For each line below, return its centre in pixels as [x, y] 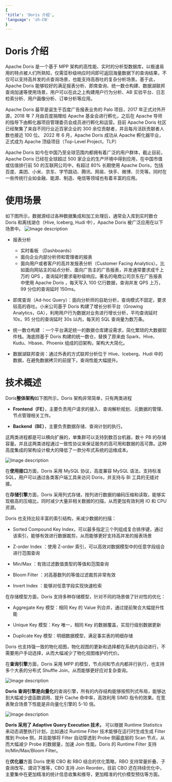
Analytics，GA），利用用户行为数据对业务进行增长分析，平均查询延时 [85, 313]
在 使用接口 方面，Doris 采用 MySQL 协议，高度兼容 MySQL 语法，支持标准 [83, 471]
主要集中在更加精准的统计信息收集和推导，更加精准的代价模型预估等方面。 [84, 774]
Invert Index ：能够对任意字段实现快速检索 [57, 586]
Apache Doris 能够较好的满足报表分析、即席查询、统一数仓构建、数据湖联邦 [85, 86]
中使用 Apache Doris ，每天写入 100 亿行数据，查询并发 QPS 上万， [92, 283]
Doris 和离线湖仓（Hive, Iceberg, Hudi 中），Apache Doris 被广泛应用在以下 [84, 222]
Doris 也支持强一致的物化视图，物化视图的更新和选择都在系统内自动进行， [83, 647]
